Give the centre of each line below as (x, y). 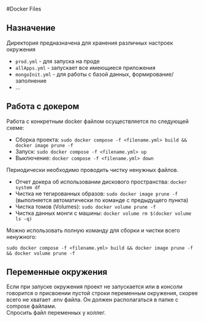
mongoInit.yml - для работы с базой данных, (73, 74)
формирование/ (153, 74)
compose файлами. (32, 306)
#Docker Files (24, 9)
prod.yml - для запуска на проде (57, 61)
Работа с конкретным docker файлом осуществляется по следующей (97, 121)
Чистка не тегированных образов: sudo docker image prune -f (96, 193)
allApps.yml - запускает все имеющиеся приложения (85, 67)
